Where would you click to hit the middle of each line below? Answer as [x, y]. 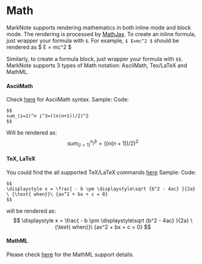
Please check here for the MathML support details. [70, 255]
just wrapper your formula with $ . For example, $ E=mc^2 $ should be [93, 40]
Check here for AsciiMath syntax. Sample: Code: [68, 100]
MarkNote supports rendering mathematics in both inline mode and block [99, 28]
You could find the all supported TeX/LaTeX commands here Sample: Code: [101, 172]
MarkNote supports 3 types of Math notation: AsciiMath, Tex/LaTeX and [97, 65]
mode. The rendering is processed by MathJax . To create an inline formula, [101, 34]
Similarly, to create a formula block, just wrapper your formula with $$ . [95, 59]
